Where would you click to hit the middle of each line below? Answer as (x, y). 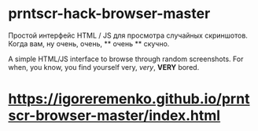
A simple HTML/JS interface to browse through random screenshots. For (126, 59)
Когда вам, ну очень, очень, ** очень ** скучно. (89, 43)
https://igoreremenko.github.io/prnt (129, 99)
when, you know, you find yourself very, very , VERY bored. (104, 67)
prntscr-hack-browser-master (109, 14)
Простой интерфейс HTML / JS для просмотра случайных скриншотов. (128, 35)
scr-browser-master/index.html (114, 116)
